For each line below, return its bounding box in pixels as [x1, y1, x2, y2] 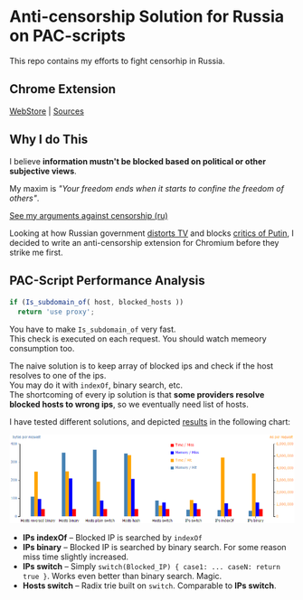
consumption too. [9, 343, 75, 354]
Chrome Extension [9, 81, 116, 97]
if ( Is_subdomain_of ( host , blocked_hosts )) [9, 298, 184, 307]
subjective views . [9, 165, 77, 176]
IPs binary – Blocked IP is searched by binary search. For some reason [22, 541, 287, 552]
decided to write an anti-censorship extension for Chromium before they [9, 237, 279, 248]
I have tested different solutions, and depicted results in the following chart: [9, 417, 291, 427]
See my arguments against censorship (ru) [9, 210, 169, 220]
